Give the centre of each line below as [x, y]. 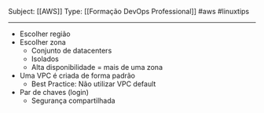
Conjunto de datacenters [71, 51]
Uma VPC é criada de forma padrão [77, 75]
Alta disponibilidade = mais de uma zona [97, 67]
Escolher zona [43, 42]
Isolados [45, 59]
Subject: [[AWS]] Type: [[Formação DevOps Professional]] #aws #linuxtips [129, 11]
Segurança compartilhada [73, 100]
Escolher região [45, 34]
